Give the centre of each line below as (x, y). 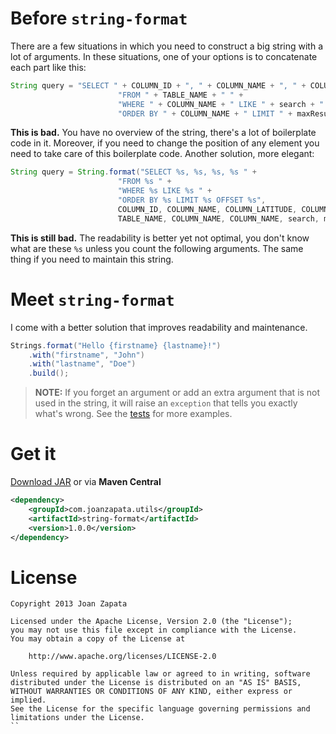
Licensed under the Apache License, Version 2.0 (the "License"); (151, 622)
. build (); (49, 373)
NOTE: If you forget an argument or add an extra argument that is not (177, 393)
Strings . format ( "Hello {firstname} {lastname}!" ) (116, 345)
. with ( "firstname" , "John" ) (86, 355)
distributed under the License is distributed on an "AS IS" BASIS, (156, 683)
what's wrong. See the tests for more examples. (133, 414)
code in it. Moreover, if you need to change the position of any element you (165, 143)
